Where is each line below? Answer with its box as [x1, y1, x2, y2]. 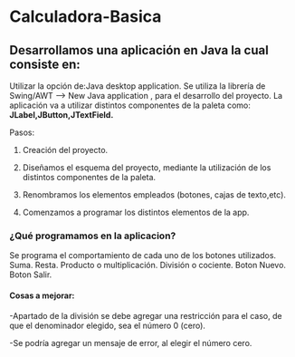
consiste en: [9, 56, 81, 72]
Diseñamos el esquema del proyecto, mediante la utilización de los [22, 162, 271, 173]
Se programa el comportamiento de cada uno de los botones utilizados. [9, 250, 277, 261]
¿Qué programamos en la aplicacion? [9, 229, 176, 242]
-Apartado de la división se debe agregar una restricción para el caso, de [9, 310, 282, 321]
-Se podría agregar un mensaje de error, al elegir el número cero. [9, 337, 252, 348]
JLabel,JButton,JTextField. [9, 110, 114, 120]
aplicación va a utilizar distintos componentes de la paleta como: [9, 100, 251, 111]
